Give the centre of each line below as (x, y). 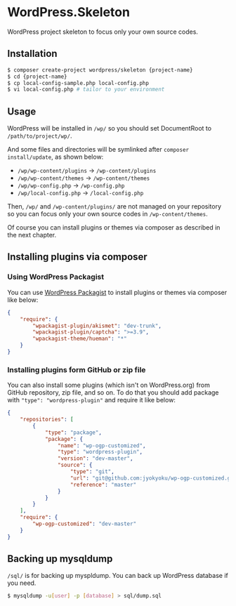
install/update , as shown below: (55, 157)
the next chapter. (32, 235)
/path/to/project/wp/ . (40, 136)
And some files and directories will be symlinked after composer (98, 150)
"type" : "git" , (92, 472)
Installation (32, 54)
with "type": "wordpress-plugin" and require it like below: (91, 400)
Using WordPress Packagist (55, 277)
